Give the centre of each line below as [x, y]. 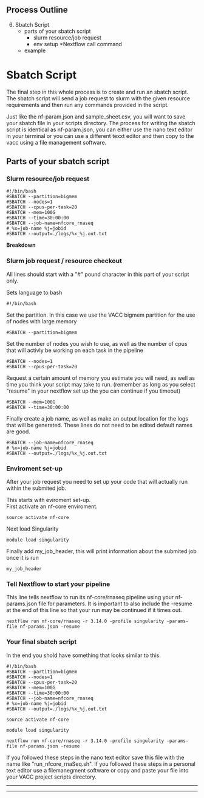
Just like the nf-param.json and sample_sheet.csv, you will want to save [96, 116]
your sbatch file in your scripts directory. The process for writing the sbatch [101, 123]
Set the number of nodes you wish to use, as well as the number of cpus [97, 343]
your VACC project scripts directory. [52, 777]
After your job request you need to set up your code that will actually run [97, 482]
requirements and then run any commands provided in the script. [87, 105]
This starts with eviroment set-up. [49, 500]
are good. [18, 432]
